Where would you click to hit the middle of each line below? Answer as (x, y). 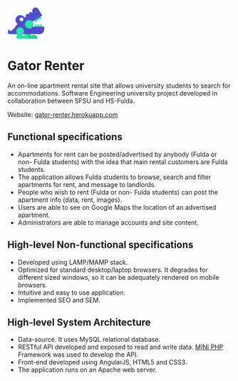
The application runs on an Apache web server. (87, 370)
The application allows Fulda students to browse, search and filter (114, 177)
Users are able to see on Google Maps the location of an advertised (117, 207)
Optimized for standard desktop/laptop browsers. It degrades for (113, 270)
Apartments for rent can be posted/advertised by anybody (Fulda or (117, 154)
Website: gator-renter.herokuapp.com (63, 114)
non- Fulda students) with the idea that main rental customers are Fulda (123, 162)
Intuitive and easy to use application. (72, 293)
